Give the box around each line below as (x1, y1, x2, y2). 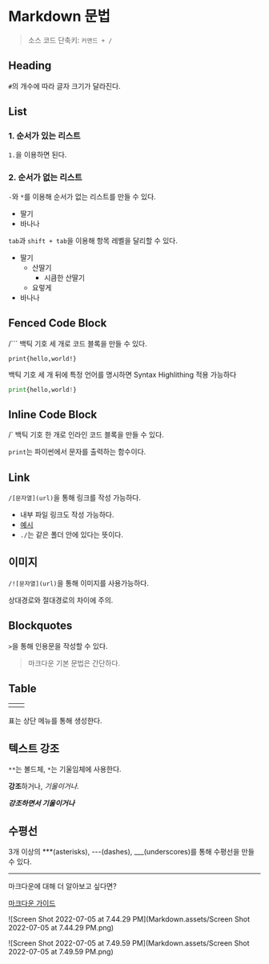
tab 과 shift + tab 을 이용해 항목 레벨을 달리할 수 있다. (8, 235, 178, 245)
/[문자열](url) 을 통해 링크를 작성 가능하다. (8, 493, 142, 502)
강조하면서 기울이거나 (8, 798, 75, 808)
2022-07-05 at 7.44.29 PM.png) (8, 923, 114, 933)
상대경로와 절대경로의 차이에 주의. (8, 595, 114, 605)
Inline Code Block (8, 407, 98, 421)
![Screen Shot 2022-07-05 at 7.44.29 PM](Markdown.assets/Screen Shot (8, 914, 251, 924)
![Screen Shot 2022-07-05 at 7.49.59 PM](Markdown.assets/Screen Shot (8, 938, 250, 948)
